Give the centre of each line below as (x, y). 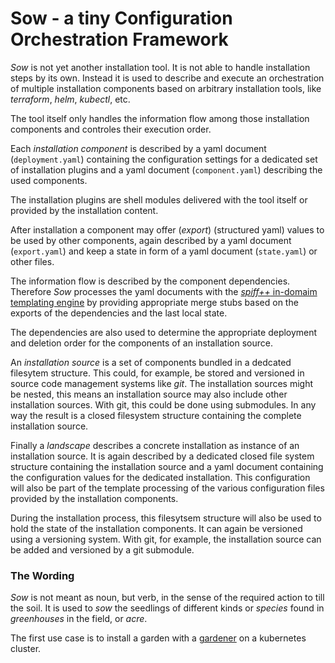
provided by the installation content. (84, 210)
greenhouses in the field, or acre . (79, 619)
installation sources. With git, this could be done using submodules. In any (163, 404)
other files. (32, 261)
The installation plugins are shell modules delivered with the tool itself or (159, 199)
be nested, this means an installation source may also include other (149, 394)
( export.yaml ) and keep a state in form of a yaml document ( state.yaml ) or (164, 251)
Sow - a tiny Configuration (121, 18)
